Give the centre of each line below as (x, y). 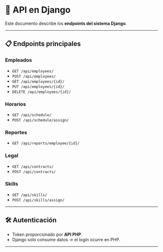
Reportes (16, 132)
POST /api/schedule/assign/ (40, 120)
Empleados (19, 60)
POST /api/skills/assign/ (38, 200)
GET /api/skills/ (30, 195)
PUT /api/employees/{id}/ (38, 87)
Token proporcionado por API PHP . (47, 234)
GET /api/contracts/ (33, 167)
